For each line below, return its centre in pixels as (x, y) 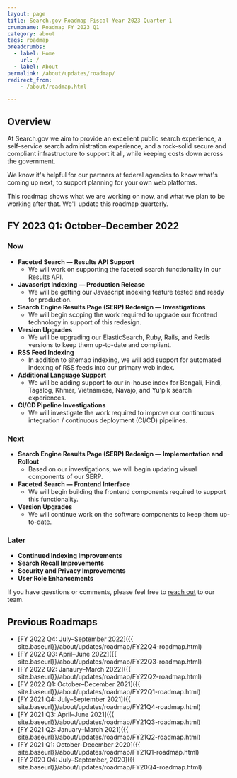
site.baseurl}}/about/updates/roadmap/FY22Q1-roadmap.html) (109, 692)
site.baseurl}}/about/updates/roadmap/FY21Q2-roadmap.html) (109, 737)
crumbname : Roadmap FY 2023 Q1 (53, 27)
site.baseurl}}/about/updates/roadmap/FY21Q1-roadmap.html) (108, 752)
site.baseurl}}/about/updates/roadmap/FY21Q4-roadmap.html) (109, 707)
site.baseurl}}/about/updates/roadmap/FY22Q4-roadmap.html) (110, 647)
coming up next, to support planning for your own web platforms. (102, 182)
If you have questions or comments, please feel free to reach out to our (111, 592)
